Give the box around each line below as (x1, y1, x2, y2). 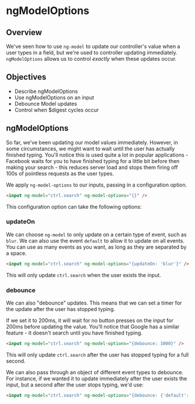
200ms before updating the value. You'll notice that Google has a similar (6, 323, 180, 330)
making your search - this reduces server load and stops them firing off (6, 164, 178, 171)
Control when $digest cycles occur (14, 106, 99, 113)
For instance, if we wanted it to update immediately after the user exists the (6, 375, 187, 382)
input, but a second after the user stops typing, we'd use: (6, 381, 144, 388)
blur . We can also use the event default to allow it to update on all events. (6, 237, 185, 244)
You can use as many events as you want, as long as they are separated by (6, 243, 187, 250)
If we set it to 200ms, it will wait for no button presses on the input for (6, 317, 173, 324)
